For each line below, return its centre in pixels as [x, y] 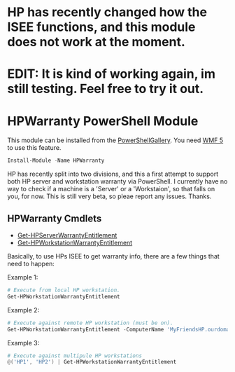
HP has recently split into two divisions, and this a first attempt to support [113, 174]
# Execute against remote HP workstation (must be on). [90, 323]
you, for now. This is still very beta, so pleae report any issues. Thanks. [109, 196]
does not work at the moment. [96, 42]
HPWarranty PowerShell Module [103, 121]
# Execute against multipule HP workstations [74, 356]
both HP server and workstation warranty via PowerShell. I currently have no [117, 181]
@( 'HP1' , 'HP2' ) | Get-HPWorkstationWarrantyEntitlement [92, 362]
